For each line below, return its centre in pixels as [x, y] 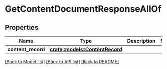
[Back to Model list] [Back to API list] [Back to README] [62, 62]
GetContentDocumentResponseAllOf [83, 9]
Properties [22, 27]
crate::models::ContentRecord [86, 49]
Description [141, 41]
